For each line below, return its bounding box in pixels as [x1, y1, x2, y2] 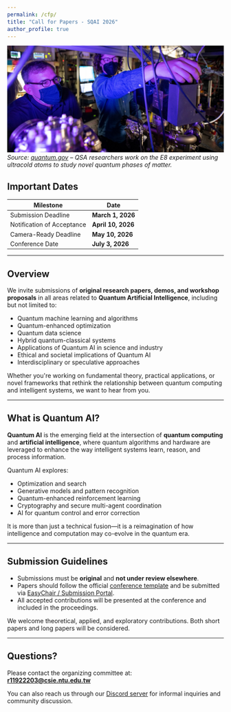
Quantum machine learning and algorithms [16, 314, 138, 323]
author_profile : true [7, 25, 69, 32]
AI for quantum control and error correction [16, 508, 140, 516]
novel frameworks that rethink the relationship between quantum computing [7, 379, 222, 387]
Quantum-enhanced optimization [16, 322, 111, 330]
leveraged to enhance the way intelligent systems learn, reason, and [7, 445, 201, 454]
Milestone [33, 200, 63, 209]
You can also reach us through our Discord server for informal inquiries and [7, 689, 221, 698]
